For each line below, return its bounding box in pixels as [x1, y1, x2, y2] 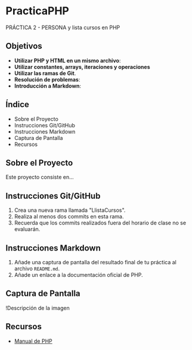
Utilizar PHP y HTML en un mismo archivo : [14, 57, 121, 64]
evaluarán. [14, 226, 41, 233]
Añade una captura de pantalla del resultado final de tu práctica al [14, 259, 177, 265]
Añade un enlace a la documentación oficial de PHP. [14, 271, 144, 278]
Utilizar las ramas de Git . [14, 70, 76, 77]
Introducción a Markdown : [14, 82, 82, 89]
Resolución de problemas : [14, 76, 80, 83]
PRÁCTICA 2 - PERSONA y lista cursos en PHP [5, 24, 120, 31]
